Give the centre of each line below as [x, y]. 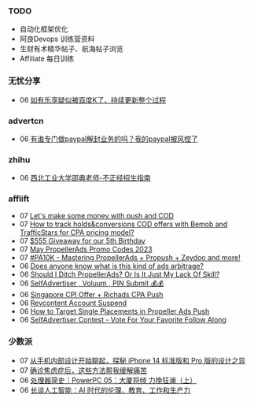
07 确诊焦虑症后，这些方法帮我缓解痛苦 [83, 370]
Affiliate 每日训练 [47, 59]
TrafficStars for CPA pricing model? [77, 233]
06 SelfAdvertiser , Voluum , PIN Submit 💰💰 [92, 283]
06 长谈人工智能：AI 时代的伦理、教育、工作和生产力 [105, 390]
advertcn [26, 121]
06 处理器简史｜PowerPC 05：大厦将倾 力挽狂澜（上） [108, 380]
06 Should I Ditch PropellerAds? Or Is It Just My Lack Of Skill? [120, 274]
